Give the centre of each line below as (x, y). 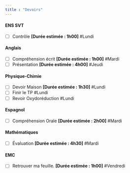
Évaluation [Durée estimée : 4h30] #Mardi (55, 143)
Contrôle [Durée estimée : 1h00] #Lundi (53, 36)
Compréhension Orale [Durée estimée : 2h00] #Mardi (67, 121)
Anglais (13, 48)
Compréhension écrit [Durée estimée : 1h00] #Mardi (66, 59)
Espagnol (15, 110)
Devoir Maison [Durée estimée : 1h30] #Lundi (59, 87)
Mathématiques (22, 132)
